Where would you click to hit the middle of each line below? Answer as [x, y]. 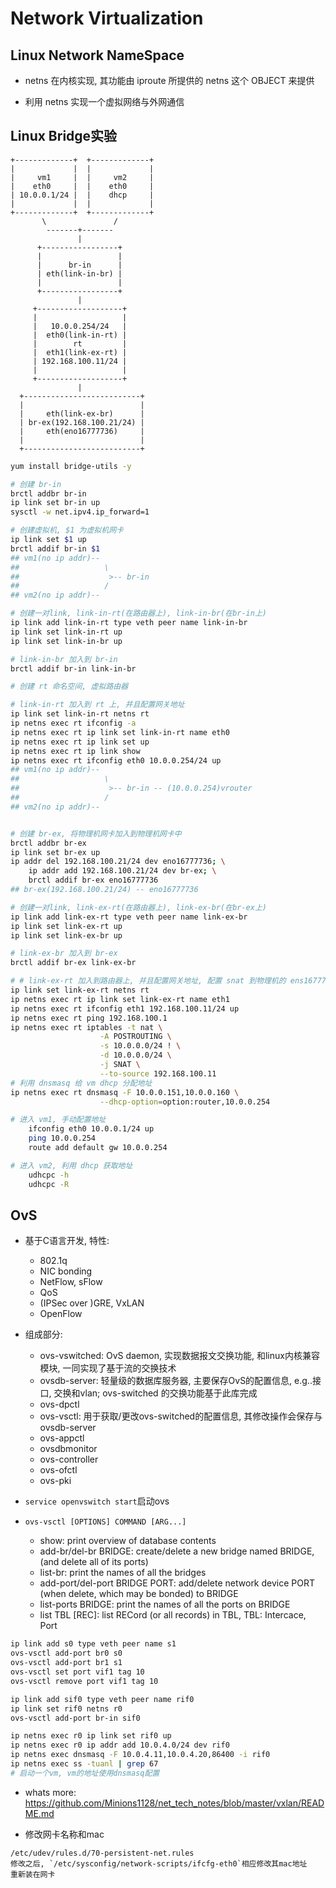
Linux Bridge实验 [64, 136]
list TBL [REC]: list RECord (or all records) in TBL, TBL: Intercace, [173, 1615]
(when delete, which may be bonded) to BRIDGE [139, 1594]
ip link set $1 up [48, 540]
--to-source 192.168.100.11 [158, 1073]
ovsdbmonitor [68, 1449]
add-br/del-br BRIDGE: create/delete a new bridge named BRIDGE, [177, 1551]
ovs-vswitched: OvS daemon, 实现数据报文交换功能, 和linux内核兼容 [179, 1356]
